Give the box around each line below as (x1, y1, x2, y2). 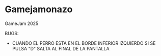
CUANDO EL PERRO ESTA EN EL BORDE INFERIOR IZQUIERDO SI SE (12, 40, 156, 46)
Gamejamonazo (5, 4, 73, 15)
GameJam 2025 (5, 20, 39, 26)
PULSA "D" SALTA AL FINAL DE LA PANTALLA (12, 45, 110, 51)
